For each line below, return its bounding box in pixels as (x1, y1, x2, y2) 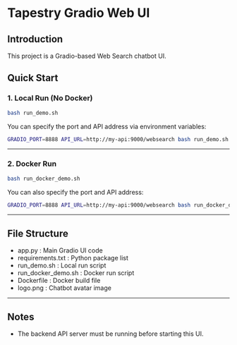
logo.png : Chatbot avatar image (17, 284, 111, 292)
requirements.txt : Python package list (17, 254, 129, 262)
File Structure (7, 227, 68, 239)
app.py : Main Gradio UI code (17, 246, 104, 255)
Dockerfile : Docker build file (17, 277, 101, 285)
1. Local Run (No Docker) (7, 93, 93, 103)
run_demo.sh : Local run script (17, 261, 107, 270)
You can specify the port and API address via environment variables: (7, 122, 207, 131)
